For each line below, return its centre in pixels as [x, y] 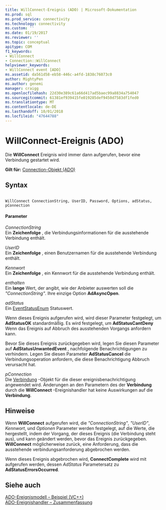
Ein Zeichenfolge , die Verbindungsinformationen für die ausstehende [77, 232]
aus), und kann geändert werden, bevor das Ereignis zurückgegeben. [76, 439]
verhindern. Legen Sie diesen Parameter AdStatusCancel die [68, 354]
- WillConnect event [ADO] [33, 70]
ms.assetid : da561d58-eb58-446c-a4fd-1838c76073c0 [59, 75]
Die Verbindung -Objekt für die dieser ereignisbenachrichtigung [70, 379]
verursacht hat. [21, 364]
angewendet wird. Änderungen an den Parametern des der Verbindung [79, 385]
